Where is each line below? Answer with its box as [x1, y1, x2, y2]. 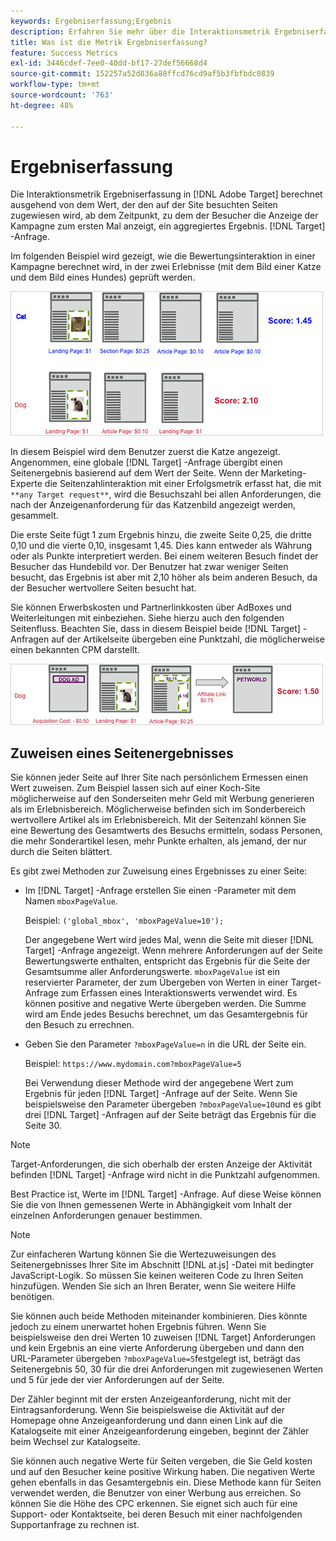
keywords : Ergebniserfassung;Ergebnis [10, 16, 172, 26]
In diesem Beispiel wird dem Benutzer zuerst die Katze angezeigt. [10, 446, 281, 458]
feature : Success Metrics [10, 48, 118, 58]
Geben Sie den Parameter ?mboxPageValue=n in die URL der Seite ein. [24, 1038, 307, 1050]
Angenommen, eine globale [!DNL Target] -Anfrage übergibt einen [10, 456, 283, 469]
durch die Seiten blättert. [10, 846, 113, 858]
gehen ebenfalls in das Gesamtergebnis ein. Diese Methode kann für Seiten [10, 1476, 322, 1489]
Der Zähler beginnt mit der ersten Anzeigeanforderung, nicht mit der [10, 1393, 292, 1405]
